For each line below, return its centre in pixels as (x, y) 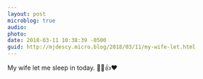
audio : (17, 27)
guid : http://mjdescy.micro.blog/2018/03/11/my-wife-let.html (101, 47)
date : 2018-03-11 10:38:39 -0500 (57, 41)
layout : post (27, 14)
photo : (17, 34)
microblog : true (31, 21)
